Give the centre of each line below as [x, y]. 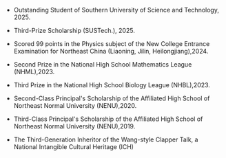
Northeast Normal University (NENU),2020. [75, 105]
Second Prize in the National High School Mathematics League [103, 64]
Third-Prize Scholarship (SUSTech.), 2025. [74, 31]
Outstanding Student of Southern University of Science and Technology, [116, 10]
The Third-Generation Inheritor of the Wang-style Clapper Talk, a [106, 139]
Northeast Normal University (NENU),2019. [74, 126]
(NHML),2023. [34, 72]
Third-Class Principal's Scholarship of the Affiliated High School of [108, 119]
